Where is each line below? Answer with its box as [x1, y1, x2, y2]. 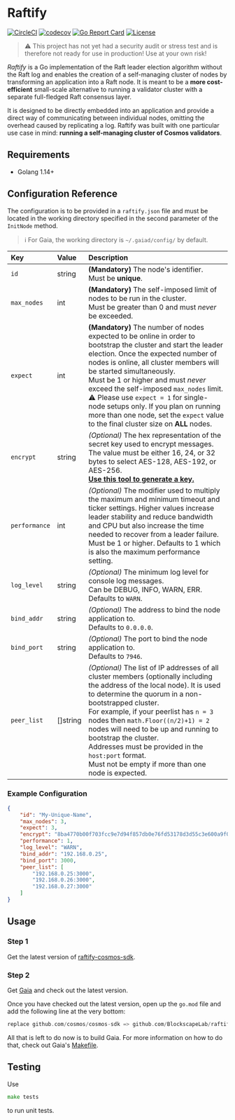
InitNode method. [7, 221, 58, 229]
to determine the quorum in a [88, 689, 184, 699]
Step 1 [7, 937, 29, 947]
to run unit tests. [7, 1106, 55, 1114]
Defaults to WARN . [88, 593, 143, 603]
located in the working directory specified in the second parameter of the [7, 214, 219, 222]
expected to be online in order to [88, 331, 196, 341]
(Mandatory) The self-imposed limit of [88, 284, 217, 294]
